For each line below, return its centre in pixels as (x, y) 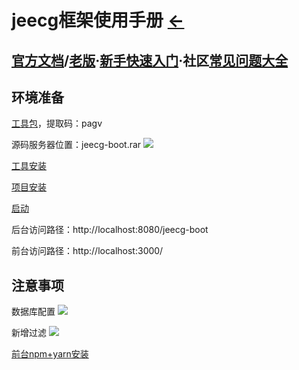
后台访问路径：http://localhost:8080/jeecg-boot (110, 230)
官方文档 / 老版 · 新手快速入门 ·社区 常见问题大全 (150, 60)
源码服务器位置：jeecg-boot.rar (76, 145)
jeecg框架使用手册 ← (98, 20)
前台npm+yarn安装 (50, 354)
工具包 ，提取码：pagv (57, 123)
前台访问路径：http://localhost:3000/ (87, 251)
